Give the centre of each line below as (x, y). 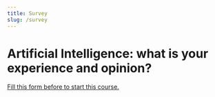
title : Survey (28, 13)
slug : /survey (28, 20)
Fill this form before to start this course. (63, 87)
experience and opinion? (80, 68)
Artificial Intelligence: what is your (108, 54)
